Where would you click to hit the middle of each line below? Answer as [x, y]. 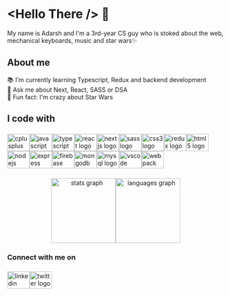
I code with [31, 119]
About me [29, 62]
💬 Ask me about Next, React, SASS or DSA [67, 90]
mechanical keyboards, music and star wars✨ [72, 40]
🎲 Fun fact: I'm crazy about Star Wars [60, 97]
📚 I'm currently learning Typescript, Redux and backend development [107, 79]
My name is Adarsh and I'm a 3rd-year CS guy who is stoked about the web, [115, 33]
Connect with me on [41, 257]
